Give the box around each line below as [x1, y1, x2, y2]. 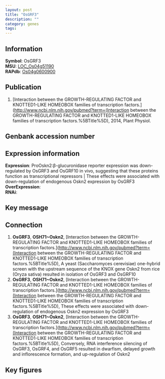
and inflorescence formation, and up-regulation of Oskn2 [12, 351, 130, 357]
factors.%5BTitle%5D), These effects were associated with [12, 303, 134, 309]
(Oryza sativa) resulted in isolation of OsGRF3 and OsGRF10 [12, 271, 136, 277]
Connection [5, 221, 42, 229]
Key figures [5, 365, 42, 374]
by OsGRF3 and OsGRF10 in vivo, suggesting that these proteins [25, 167, 158, 173]
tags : [5, 26, 16, 31]
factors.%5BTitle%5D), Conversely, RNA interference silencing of [12, 340, 147, 346]
